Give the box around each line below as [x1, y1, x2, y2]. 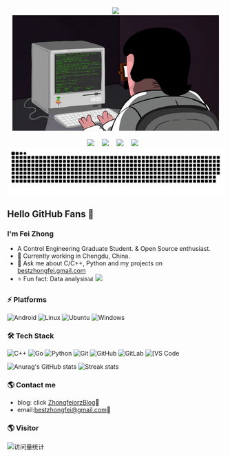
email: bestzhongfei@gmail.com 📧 [17, 406, 112, 414]
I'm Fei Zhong [7, 229, 54, 238]
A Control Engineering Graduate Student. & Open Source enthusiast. [17, 245, 211, 253]
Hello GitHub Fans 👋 [7, 208, 94, 220]
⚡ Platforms [7, 295, 47, 305]
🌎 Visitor [7, 423, 39, 433]
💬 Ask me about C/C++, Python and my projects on [17, 259, 163, 267]
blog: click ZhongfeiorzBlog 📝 [17, 398, 100, 407]
